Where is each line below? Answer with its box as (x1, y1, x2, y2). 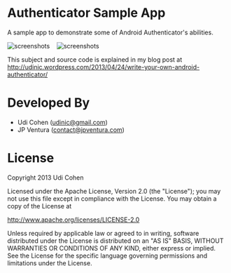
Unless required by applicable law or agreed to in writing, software (7, 229, 199, 237)
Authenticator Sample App (7, 5, 166, 21)
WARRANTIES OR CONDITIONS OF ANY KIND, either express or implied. (7, 244, 216, 252)
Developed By (7, 95, 90, 111)
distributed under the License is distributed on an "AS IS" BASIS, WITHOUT (7, 237, 224, 245)
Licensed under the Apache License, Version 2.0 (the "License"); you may (7, 187, 221, 195)
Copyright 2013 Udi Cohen (7, 173, 84, 182)
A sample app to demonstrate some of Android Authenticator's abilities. (7, 28, 213, 36)
